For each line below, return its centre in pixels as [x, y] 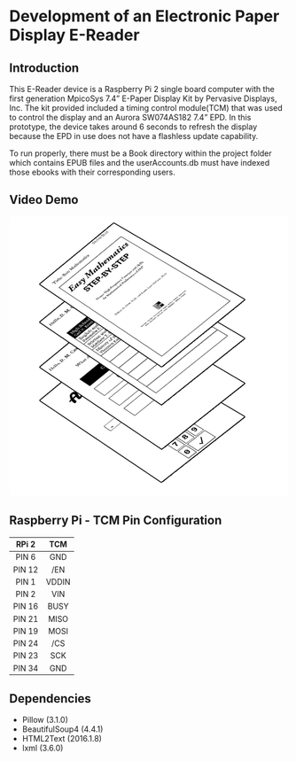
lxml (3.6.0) [43, 748]
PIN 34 [26, 668]
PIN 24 [26, 643]
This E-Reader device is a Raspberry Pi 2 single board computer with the [142, 89]
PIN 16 [26, 606]
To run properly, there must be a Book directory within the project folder [140, 153]
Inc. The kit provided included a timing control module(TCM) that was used [146, 108]
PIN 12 [26, 570]
